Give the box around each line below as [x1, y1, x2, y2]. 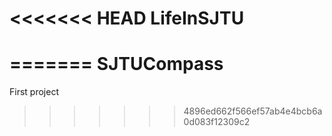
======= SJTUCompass [9, 53, 224, 76]
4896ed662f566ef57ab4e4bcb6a [183, 105, 323, 117]
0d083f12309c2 [183, 116, 251, 128]
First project [9, 86, 59, 98]
